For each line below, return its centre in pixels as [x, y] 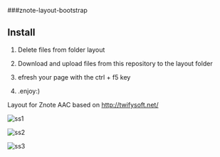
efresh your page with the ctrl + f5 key [74, 77]
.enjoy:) [29, 91]
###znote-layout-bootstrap [47, 10]
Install [21, 32]
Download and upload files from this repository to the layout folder [115, 63]
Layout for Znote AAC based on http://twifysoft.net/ [83, 104]
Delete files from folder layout [61, 50]
